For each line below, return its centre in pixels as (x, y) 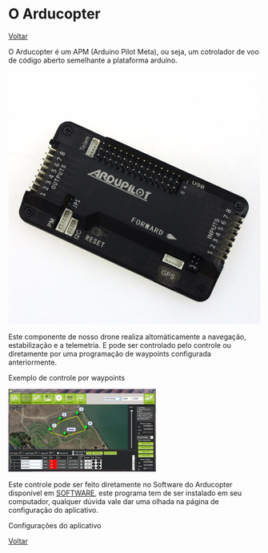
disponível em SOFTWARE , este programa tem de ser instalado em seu (125, 493)
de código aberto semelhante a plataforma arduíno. (93, 60)
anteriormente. (33, 362)
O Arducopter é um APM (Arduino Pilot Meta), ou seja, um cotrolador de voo (134, 51)
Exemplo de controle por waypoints (67, 377)
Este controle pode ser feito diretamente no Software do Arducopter (121, 484)
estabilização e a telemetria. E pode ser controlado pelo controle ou (120, 345)
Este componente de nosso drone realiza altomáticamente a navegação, (127, 337)
